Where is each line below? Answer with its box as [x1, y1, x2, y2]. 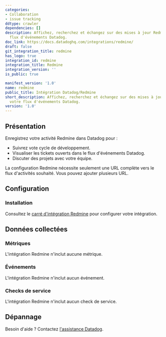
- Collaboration [5, 12, 39, 17]
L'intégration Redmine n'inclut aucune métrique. [5, 251, 103, 257]
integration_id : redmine [5, 58, 56, 63]
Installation [5, 199, 33, 206]
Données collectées [5, 225, 68, 233]
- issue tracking [5, 16, 41, 21]
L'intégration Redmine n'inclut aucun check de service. [5, 298, 117, 304]
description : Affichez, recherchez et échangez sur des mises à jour [5, 30, 152, 35]
